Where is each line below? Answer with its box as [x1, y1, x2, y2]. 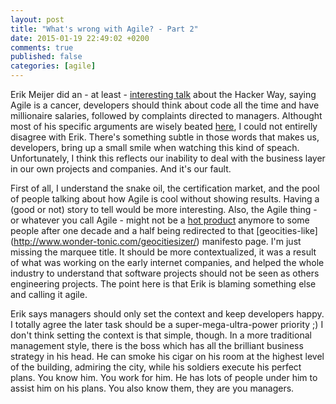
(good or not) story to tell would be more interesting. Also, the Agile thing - [10, 204, 318, 215]
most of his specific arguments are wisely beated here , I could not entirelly [10, 121, 318, 132]
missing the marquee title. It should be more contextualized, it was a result [10, 246, 317, 258]
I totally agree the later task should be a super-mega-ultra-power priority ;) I [10, 319, 324, 330]
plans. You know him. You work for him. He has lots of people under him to [10, 372, 318, 383]
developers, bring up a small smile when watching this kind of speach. [10, 142, 300, 153]
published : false [10, 52, 83, 62]
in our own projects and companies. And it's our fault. [10, 163, 232, 175]
